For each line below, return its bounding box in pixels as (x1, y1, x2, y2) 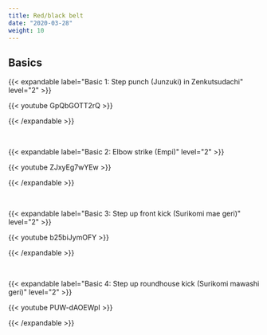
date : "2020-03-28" (8, 19, 73, 27)
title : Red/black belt (8, 11, 84, 20)
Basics (8, 56, 42, 69)
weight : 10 (8, 26, 45, 34)
